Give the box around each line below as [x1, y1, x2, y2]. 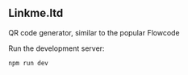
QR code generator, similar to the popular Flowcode [8, 27, 180, 37]
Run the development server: [8, 44, 105, 53]
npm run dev [8, 59, 48, 67]
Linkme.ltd [8, 6, 64, 20]
